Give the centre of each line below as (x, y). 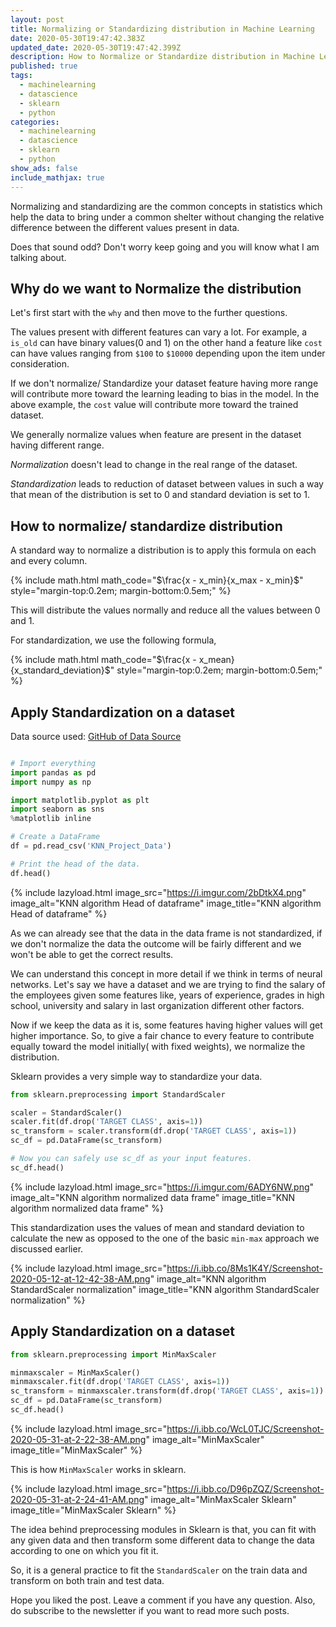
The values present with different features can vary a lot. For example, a (159, 332)
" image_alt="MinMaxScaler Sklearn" (220, 1499)
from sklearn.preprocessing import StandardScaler (118, 1094)
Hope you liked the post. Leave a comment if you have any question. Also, (163, 1600)
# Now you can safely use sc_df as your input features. (131, 1159)
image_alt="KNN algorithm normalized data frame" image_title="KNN (153, 1197)
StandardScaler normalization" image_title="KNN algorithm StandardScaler (165, 1289)
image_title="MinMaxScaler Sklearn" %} (93, 1510)
